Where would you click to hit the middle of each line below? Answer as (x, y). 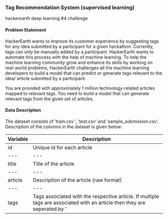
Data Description (23, 110)
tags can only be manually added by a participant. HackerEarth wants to (79, 52)
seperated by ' (50, 208)
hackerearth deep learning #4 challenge (47, 19)
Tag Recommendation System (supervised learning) (70, 8)
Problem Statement (26, 30)
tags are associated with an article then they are (89, 202)
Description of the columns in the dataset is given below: (64, 126)
